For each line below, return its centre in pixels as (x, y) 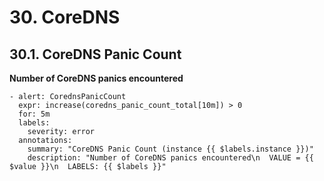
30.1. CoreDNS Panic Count (95, 54)
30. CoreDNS (65, 17)
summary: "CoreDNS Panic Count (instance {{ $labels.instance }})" (170, 149)
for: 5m (34, 114)
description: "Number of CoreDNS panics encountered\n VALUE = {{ (170, 158)
